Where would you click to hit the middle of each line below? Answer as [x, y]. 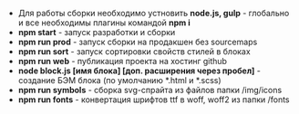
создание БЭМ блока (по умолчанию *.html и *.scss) [119, 80]
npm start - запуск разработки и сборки [97, 32]
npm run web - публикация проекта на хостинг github [123, 61]
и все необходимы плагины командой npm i [104, 23]
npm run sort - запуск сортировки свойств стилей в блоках [134, 52]
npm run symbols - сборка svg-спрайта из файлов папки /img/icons [150, 90]
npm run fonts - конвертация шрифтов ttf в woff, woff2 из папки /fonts [154, 100]
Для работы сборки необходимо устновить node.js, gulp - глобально [154, 13]
